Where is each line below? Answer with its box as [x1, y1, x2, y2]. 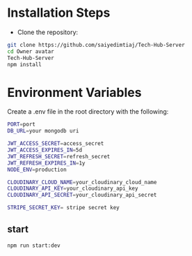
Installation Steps [7, 5, 111, 21]
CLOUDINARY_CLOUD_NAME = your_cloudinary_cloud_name [7, 179, 157, 186]
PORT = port [7, 121, 36, 128]
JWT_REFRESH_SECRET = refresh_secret [7, 153, 111, 160]
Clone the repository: [17, 28, 79, 36]
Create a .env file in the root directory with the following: [7, 107, 169, 116]
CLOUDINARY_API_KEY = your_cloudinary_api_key [7, 185, 138, 193]
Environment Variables [7, 84, 142, 100]
